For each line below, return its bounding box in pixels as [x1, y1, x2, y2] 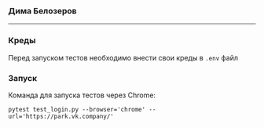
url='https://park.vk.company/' [8, 112, 114, 120]
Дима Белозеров [8, 5, 77, 16]
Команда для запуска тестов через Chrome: [8, 90, 156, 100]
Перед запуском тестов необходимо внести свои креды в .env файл [8, 53, 238, 62]
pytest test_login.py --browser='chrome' [8, 105, 146, 113]
